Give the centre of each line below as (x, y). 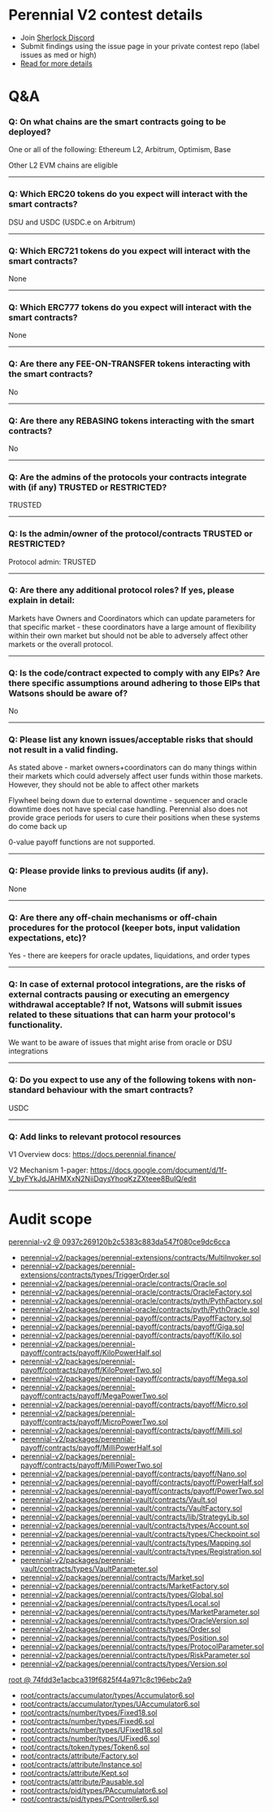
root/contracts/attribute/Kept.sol (74, 1773)
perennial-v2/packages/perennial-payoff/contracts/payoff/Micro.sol (134, 1404)
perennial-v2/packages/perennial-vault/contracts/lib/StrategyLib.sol (134, 1517)
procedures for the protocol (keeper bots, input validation (124, 928)
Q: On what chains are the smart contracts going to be (117, 122)
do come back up (38, 827)
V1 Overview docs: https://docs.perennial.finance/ (92, 1154)
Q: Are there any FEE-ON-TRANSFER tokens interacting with (130, 364)
